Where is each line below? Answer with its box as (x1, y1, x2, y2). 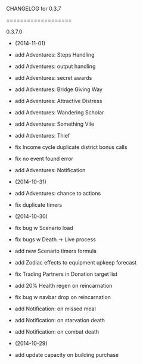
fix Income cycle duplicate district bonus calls (14, 144, 128, 151)
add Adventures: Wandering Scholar (14, 109, 104, 116)
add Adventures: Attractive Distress (14, 98, 102, 104)
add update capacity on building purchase (14, 351, 119, 358)
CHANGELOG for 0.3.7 (6, 5, 61, 12)
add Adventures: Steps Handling (14, 51, 95, 58)
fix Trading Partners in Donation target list (14, 270, 118, 278)
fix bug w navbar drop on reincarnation (14, 294, 111, 300)
